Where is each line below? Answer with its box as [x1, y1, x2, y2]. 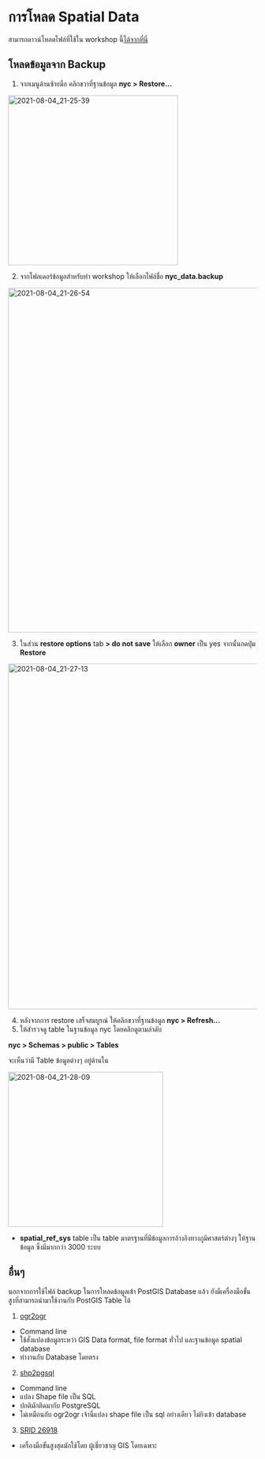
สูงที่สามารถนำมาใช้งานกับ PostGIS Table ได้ [8, 1295, 131, 1305]
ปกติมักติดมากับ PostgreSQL [19, 1401, 101, 1410]
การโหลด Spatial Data [8, 8, 140, 26]
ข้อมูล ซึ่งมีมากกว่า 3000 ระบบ [19, 1242, 101, 1251]
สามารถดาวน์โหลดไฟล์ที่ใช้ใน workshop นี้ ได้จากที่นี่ [8, 34, 148, 43]
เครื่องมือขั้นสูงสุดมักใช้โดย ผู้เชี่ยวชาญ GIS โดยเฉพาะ [19, 1440, 158, 1450]
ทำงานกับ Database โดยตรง [19, 1352, 99, 1362]
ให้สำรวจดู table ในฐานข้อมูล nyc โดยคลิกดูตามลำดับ [19, 1024, 162, 1034]
